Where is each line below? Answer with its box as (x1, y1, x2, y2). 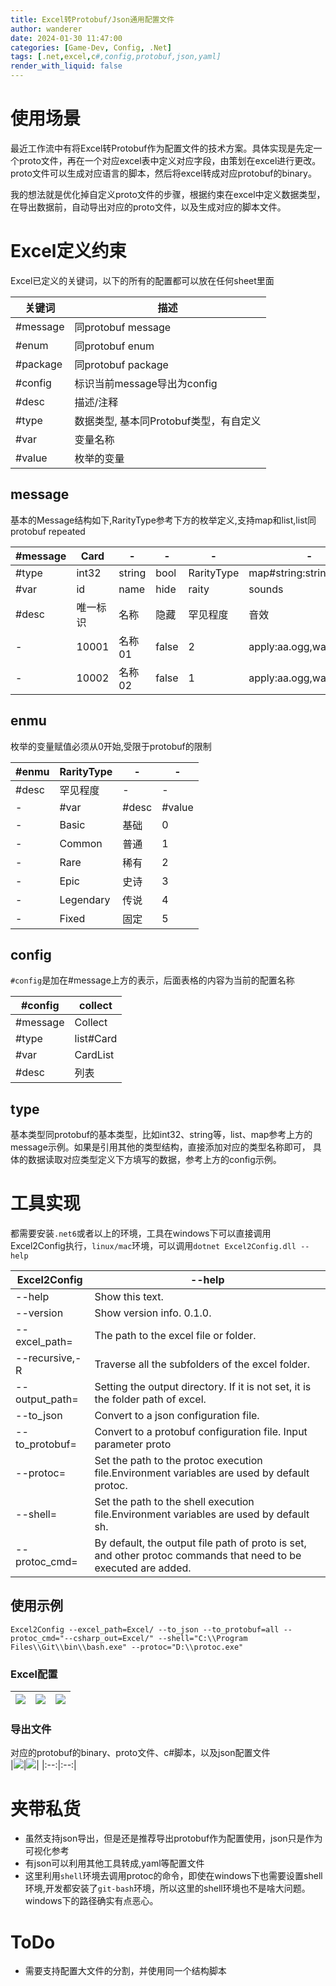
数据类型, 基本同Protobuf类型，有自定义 (74, 414, 262, 428)
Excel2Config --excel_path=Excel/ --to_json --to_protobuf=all (10, 1624, 280, 1635)
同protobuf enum (74, 339, 155, 353)
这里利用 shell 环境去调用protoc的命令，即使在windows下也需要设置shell (24, 1870, 323, 1882)
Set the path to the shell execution (94, 1495, 255, 1509)
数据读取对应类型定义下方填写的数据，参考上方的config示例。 (27, 1154, 282, 1166)
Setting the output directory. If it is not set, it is (94, 1380, 312, 1394)
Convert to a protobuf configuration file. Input (94, 1425, 308, 1439)
